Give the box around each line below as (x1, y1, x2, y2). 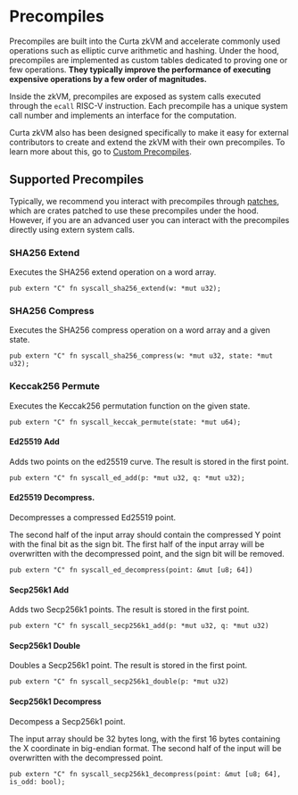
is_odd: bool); (9, 777, 66, 786)
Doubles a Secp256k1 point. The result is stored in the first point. (9, 660, 248, 671)
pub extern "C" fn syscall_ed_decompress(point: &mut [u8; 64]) (9, 566, 253, 575)
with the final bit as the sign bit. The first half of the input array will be (9, 539, 265, 550)
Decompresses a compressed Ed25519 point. (9, 512, 177, 523)
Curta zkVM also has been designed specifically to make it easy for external (9, 127, 289, 137)
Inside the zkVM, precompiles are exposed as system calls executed (9, 91, 261, 102)
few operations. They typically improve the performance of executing (9, 64, 271, 75)
